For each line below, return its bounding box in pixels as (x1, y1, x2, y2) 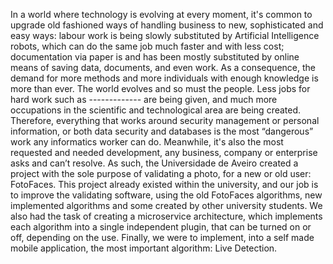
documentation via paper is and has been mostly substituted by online (10, 51, 300, 63)
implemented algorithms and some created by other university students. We (10, 200, 323, 211)
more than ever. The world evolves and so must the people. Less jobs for (10, 83, 311, 94)
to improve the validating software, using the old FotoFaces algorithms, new (10, 189, 323, 201)
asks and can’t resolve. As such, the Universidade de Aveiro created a (10, 157, 299, 169)
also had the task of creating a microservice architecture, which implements (10, 210, 323, 222)
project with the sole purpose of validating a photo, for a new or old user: (10, 168, 312, 179)
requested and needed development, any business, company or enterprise (10, 147, 318, 158)
